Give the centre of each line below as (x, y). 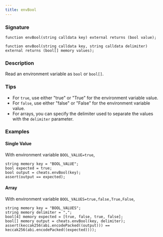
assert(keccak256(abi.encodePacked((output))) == (58, 225)
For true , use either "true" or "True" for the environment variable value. (85, 98)
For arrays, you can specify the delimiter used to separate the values (83, 114)
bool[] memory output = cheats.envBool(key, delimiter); (65, 221)
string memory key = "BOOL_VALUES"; (43, 208)
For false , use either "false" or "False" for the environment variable (81, 103)
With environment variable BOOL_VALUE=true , (50, 154)
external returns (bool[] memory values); (50, 50)
